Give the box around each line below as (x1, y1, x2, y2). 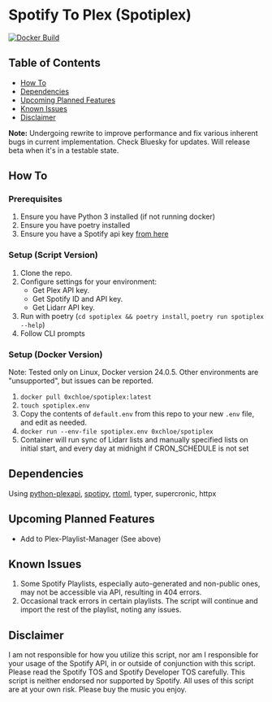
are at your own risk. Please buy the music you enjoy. (8, 685, 187, 695)
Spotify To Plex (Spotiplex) (8, 6, 192, 24)
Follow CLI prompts (19, 328, 85, 338)
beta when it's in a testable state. (8, 145, 119, 155)
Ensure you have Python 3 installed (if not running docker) (19, 211, 216, 221)
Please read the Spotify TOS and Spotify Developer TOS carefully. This (8, 667, 245, 677)
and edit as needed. (19, 417, 88, 428)
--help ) (19, 320, 45, 329)
